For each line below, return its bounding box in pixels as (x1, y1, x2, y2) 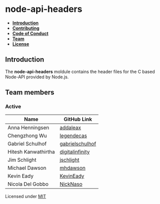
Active (5, 103, 21, 110)
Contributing (12, 25, 40, 31)
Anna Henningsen (7, 124, 50, 131)
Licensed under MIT (5, 194, 46, 200)
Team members (5, 88, 54, 97)
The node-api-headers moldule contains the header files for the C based (5, 68, 155, 74)
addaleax (59, 124, 81, 131)
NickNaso (59, 181, 83, 188)
